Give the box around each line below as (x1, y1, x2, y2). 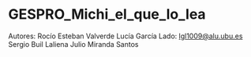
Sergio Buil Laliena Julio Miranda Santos (8, 39, 139, 48)
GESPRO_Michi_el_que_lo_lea (8, 5, 207, 23)
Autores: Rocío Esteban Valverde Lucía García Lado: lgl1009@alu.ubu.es (8, 31, 243, 41)
